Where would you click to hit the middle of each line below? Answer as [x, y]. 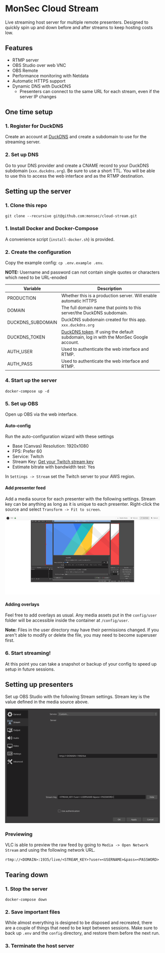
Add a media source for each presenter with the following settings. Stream [80, 499]
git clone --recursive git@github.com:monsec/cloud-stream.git [71, 216]
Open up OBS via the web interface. [41, 414]
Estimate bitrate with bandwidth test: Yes [54, 467]
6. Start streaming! [28, 653]
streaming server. [23, 142]
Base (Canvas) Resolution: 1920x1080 [51, 446]
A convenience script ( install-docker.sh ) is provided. [60, 239]
